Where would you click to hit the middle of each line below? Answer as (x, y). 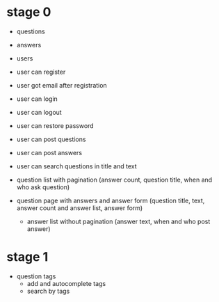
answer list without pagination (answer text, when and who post (119, 221)
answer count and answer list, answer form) (80, 208)
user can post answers (49, 152)
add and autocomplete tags (66, 283)
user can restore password (55, 125)
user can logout (39, 112)
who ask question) (43, 187)
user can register (41, 72)
